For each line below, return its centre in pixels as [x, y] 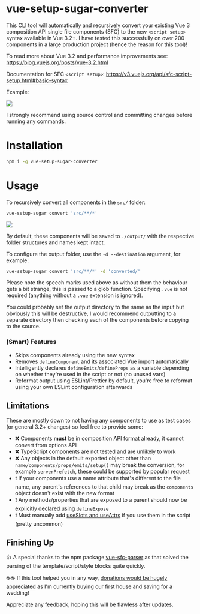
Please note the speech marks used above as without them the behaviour [97, 283]
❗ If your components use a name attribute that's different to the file [98, 478]
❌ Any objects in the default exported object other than [83, 458]
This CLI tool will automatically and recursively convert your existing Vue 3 [98, 25]
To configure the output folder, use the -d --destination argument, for [93, 254]
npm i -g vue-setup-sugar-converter [52, 161]
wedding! [18, 593]
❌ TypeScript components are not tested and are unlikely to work [95, 451]
